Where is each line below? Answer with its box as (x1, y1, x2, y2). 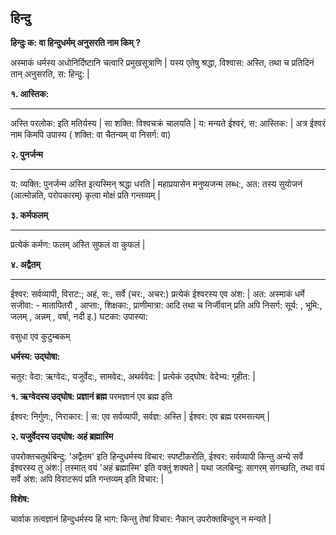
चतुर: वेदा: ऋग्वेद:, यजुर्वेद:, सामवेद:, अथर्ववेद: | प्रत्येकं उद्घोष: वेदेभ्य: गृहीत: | (10, 370, 256, 382)
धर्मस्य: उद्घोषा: (10, 350, 61, 362)
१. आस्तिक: (10, 87, 50, 100)
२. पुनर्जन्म (10, 148, 43, 160)
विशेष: (10, 492, 30, 505)
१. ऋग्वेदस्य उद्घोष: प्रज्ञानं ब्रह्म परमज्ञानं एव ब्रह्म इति (10, 390, 173, 402)
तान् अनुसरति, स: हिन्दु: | (10, 67, 90, 80)
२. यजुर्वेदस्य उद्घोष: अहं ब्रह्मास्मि (10, 430, 114, 442)
